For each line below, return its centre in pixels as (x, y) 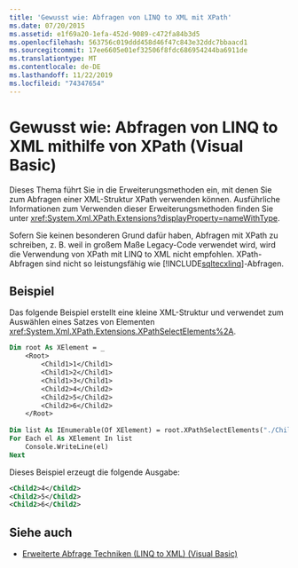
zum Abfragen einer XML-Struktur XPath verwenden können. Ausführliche (145, 199)
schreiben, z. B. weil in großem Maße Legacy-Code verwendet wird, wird (143, 244)
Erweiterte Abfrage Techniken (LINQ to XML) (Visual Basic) (129, 554)
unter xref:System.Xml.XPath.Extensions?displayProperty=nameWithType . (145, 217)
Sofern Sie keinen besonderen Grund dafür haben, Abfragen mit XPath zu (144, 235)
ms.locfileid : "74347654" (57, 83)
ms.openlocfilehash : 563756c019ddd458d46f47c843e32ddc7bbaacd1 (129, 42)
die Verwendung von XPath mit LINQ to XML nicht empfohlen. (122, 254)
